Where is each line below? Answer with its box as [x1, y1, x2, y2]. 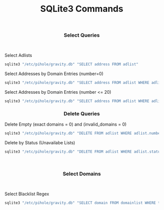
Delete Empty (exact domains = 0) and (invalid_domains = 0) [4, 121, 127, 128]
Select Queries [64, 31, 100, 38]
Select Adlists [4, 52, 32, 58]
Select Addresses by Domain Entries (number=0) [4, 71, 104, 77]
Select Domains [62, 170, 101, 177]
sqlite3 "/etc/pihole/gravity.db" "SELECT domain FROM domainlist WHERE [4, 201, 156, 206]
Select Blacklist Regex [4, 191, 49, 197]
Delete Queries [64, 110, 100, 117]
